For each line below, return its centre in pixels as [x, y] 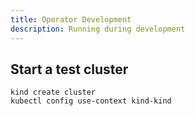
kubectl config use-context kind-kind [91, 101]
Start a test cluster [69, 69]
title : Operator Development [71, 19]
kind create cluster [53, 92]
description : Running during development [98, 29]
